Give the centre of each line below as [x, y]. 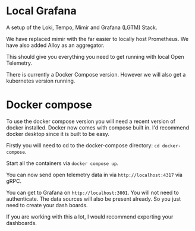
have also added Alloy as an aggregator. [55, 45]
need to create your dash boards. [47, 205]
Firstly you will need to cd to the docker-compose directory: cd [83, 145]
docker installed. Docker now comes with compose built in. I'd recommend [98, 127]
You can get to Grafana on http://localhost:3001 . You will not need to [93, 192]
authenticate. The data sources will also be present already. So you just [94, 199]
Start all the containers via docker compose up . [62, 163]
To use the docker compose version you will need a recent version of [91, 121]
